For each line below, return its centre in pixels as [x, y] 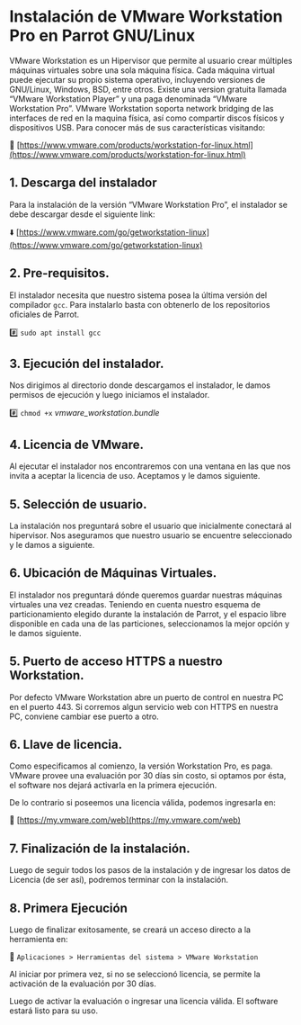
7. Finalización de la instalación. [100, 848]
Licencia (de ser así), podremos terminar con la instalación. [119, 880]
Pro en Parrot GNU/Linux [102, 36]
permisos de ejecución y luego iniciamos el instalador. [110, 395]
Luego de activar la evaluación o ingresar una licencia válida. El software [144, 1002]
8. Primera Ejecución [68, 908]
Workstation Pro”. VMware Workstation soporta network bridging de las [142, 108]
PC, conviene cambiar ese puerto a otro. [84, 716]
